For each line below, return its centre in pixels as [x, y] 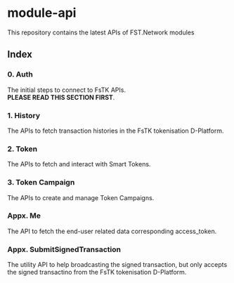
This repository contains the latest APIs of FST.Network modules [101, 32]
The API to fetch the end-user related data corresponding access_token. [112, 231]
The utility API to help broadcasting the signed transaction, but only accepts [117, 265]
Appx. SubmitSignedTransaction [64, 249]
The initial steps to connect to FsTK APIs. [67, 90]
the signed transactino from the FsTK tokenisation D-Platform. [97, 272]
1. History [24, 115]
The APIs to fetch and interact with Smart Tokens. [79, 164]
